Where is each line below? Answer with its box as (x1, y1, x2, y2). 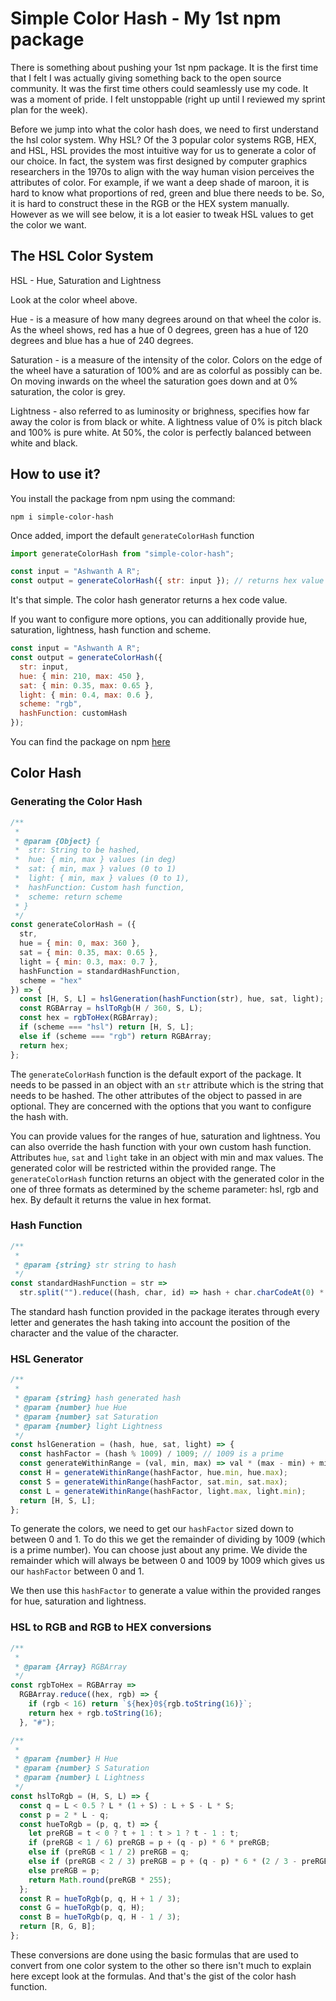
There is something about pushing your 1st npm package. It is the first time (10, 61, 319, 73)
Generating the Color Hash (10, 795, 143, 809)
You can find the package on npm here (10, 736, 171, 748)
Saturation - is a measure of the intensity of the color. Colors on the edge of (10, 353, 323, 366)
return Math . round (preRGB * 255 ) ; (28, 1875, 172, 1885)
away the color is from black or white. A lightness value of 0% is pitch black (10, 415, 323, 427)
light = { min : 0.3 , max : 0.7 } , (19, 957, 159, 967)
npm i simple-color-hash (10, 512, 114, 522)
